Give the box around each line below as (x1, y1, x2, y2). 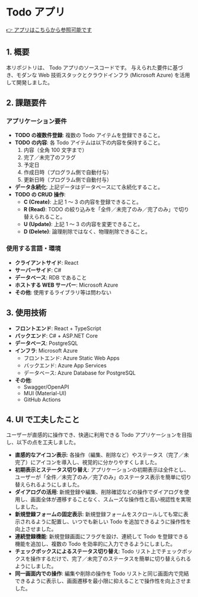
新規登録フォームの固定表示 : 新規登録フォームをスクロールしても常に (14, 511, 184, 518)
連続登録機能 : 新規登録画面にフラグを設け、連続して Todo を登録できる (14, 533, 189, 540)
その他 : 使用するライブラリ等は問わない (14, 288, 111, 296)
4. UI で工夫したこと (6, 414, 80, 424)
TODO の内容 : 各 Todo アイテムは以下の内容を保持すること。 (14, 139, 164, 146)
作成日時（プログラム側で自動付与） (23, 169, 113, 176)
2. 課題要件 (6, 98, 47, 108)
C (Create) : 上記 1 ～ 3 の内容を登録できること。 (23, 198, 142, 205)
